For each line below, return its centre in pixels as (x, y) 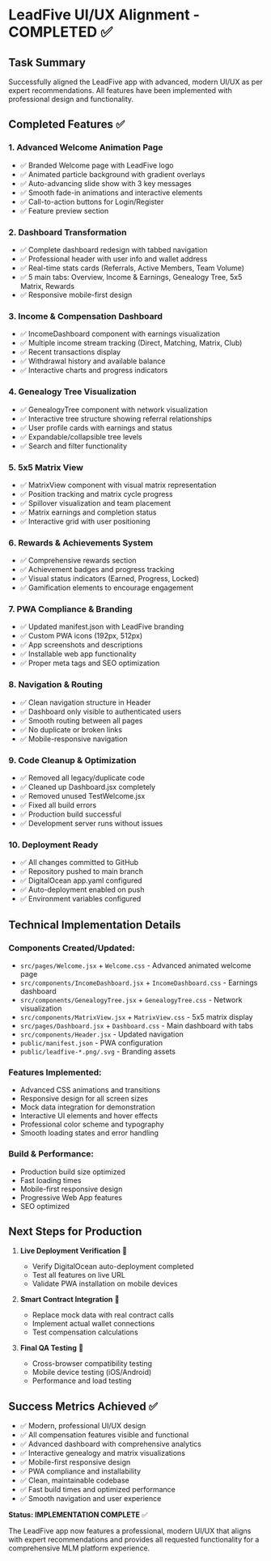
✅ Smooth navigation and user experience (91, 1499)
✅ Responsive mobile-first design (76, 295)
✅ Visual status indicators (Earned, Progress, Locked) (110, 579)
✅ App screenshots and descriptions (81, 645)
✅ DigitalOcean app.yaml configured (81, 880)
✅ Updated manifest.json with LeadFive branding (102, 627)
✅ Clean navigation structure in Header (85, 702)
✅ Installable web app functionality (78, 654)
